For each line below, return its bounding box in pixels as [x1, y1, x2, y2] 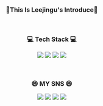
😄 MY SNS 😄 [31, 79, 73, 88]
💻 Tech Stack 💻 [27, 35, 77, 44]
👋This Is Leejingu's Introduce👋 [5, 6, 98, 14]
